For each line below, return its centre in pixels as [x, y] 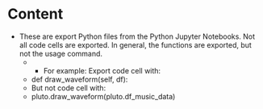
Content [35, 14]
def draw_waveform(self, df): [79, 79]
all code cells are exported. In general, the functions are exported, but [135, 44]
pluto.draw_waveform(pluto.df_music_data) [103, 96]
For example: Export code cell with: [102, 70]
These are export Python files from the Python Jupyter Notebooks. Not [137, 36]
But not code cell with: [69, 88]
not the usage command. [61, 53]
